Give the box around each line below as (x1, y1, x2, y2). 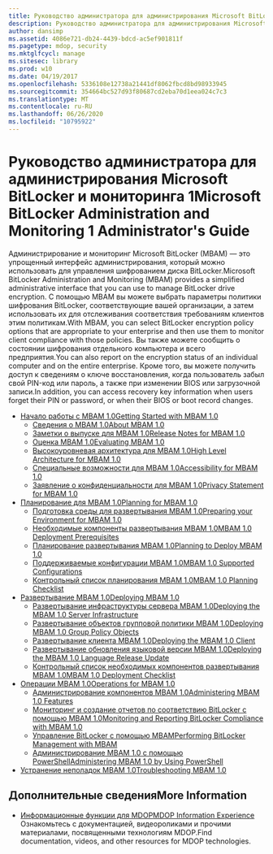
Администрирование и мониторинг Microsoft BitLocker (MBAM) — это (8, 249, 251, 258)
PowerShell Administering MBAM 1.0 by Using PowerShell (32, 756, 223, 766)
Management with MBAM (32, 739, 118, 748)
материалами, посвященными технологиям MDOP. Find (19, 827, 213, 837)
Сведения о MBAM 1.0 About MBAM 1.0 (32, 419, 165, 429)
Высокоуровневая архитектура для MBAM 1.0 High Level (32, 445, 227, 455)
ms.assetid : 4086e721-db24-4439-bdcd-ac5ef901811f (8, 34, 184, 43)
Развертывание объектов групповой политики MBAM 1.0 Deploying (32, 618, 264, 628)
